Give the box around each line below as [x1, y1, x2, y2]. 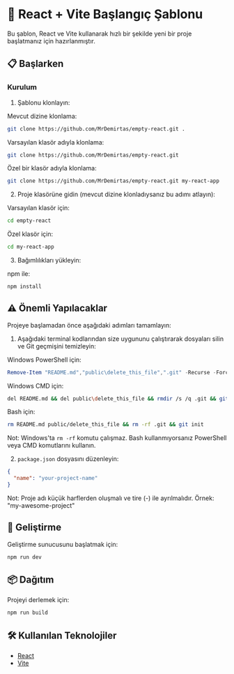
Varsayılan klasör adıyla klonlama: [7, 138, 104, 146]
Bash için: [7, 408, 36, 416]
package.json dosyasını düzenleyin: [17, 455, 119, 463]
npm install [7, 283, 42, 290]
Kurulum [7, 82, 37, 92]
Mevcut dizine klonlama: [7, 112, 77, 120]
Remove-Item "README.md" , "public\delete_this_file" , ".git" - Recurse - [7, 369, 217, 376]
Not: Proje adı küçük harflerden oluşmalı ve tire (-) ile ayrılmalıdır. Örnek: [7, 494, 214, 502]
